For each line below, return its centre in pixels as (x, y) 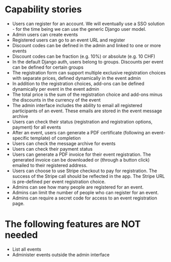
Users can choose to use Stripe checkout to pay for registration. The (84, 171)
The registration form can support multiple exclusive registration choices (89, 72)
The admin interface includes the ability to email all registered (77, 105)
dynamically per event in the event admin (56, 89)
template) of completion (55, 138)
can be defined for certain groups (48, 67)
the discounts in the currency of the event (56, 100)
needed (21, 235)
